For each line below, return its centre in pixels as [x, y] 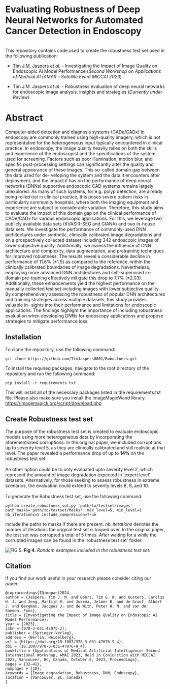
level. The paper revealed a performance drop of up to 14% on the [75, 453]
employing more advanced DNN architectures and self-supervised [75, 272]
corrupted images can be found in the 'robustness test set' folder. [74, 540]
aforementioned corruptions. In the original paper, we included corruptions [83, 442]
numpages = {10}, [24, 669]
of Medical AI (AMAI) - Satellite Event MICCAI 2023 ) [67, 76]
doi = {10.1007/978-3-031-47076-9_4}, [46, 647]
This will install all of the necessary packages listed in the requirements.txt [83, 392]
